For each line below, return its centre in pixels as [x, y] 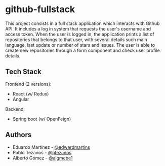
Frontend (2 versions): [28, 84]
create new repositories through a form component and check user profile [83, 50]
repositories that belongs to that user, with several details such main [76, 40]
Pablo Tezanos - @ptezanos [42, 152]
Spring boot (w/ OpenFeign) [42, 119]
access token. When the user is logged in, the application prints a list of [80, 34]
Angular [21, 99]
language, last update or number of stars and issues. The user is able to [80, 45]
